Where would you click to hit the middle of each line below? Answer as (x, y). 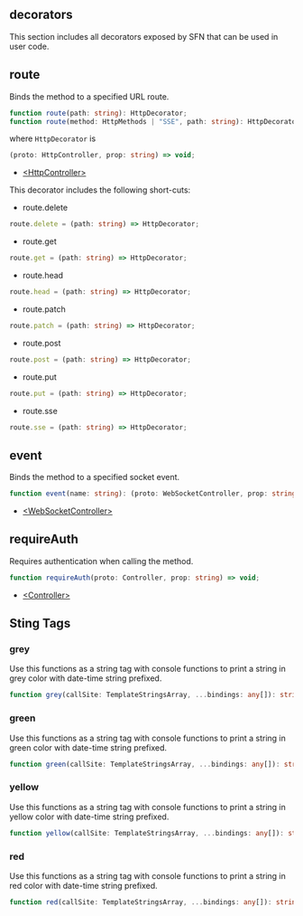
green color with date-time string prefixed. (88, 747)
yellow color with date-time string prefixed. (89, 817)
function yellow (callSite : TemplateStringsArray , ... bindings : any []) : (147, 833)
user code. (29, 46)
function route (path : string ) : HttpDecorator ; (98, 113)
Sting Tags (40, 623)
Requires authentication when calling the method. (101, 561)
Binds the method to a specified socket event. (95, 477)
